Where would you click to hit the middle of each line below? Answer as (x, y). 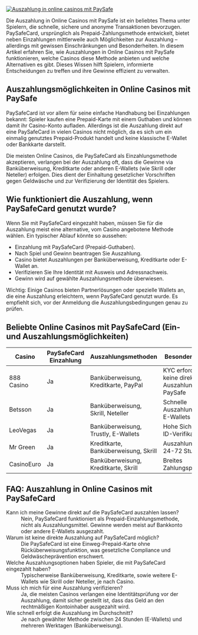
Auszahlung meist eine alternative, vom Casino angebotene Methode (90, 229)
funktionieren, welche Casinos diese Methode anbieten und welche (88, 58)
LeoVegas (23, 430)
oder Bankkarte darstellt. (36, 144)
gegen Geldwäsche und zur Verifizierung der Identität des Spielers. (88, 181)
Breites (173, 461)
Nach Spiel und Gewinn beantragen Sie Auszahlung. (78, 253)
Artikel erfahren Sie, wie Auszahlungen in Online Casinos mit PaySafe (90, 52)
